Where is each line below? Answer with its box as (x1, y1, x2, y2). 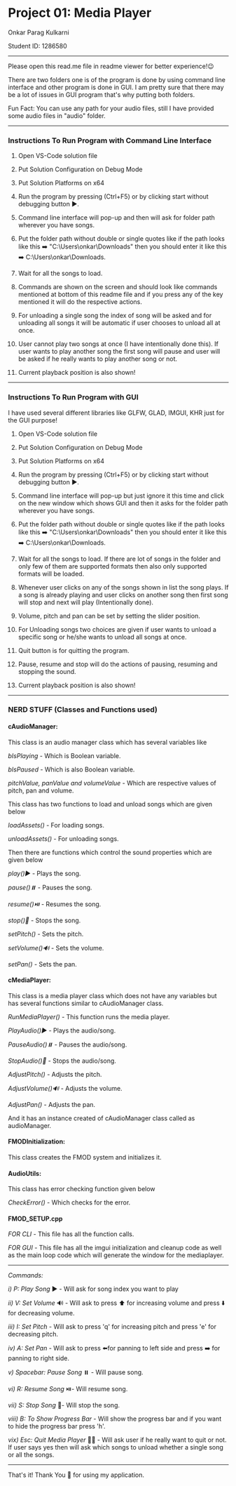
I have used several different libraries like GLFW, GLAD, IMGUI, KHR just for (8, 409, 225, 417)
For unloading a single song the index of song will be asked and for (18, 311, 212, 320)
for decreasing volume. (8, 1309, 75, 1318)
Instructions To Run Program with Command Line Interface (8, 135, 212, 145)
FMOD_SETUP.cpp (8, 1214, 63, 1223)
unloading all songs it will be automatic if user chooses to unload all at (18, 319, 221, 327)
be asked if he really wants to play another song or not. (18, 354, 178, 363)
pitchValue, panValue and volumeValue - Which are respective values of (8, 778, 216, 787)
